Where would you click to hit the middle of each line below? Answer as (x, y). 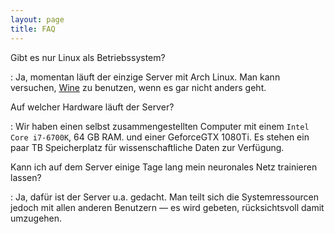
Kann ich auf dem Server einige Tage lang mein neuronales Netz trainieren (164, 167)
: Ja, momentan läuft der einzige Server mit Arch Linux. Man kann (145, 77)
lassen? (26, 177)
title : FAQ (33, 29)
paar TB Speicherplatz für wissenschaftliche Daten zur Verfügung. (147, 147)
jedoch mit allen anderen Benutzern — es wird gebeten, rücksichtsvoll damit (167, 207)
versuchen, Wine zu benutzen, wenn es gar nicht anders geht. (138, 87)
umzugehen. (36, 218)
